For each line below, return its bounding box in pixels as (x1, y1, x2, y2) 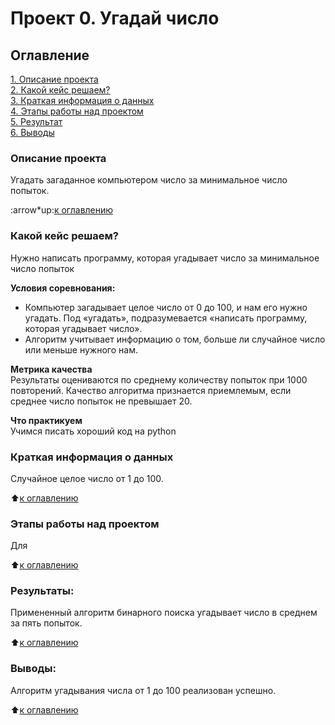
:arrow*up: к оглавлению (10, 204, 114, 216)
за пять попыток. (10, 617, 83, 629)
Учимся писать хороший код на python (10, 425, 177, 437)
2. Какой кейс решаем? (10, 84, 111, 96)
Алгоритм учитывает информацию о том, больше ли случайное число (24, 333, 326, 345)
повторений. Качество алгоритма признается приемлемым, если (10, 384, 292, 396)
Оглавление (10, 47, 90, 64)
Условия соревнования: (10, 282, 116, 294)
